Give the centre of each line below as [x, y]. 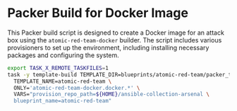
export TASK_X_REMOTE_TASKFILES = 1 [58, 68]
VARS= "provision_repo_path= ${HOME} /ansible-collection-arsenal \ [112, 94]
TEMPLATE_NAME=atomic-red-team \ [63, 81]
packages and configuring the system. [63, 55]
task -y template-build [42, 75]
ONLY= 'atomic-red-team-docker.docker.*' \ [77, 88]
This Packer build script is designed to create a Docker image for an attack [116, 33]
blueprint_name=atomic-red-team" [63, 101]
